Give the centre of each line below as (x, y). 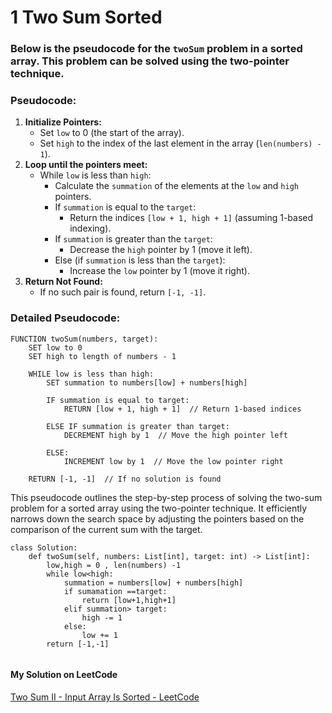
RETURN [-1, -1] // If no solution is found (125, 479)
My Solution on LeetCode (64, 675)
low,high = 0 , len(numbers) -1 (114, 565)
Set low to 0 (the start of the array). (112, 133)
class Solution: (44, 547)
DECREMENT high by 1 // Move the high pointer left (175, 435)
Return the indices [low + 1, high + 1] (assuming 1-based (191, 218)
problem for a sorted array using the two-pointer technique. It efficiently (159, 508)
